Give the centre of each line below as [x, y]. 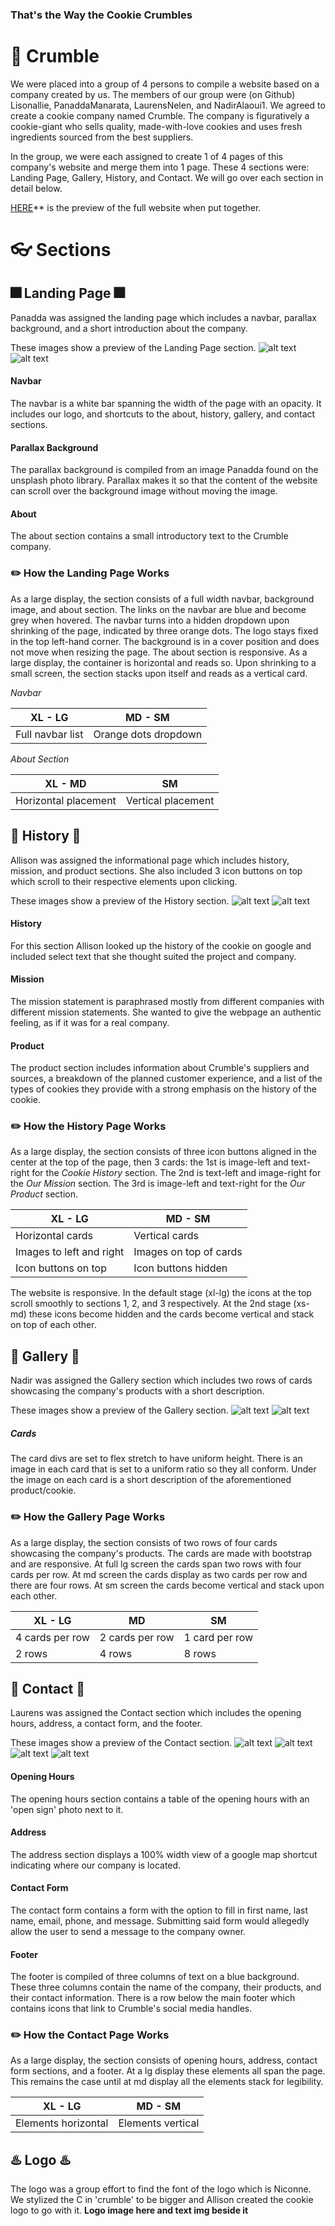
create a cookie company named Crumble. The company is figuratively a [160, 115]
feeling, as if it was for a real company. [90, 1022]
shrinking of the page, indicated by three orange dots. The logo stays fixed [164, 630]
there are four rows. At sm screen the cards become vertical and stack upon [167, 1585]
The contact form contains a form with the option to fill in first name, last [159, 1910]
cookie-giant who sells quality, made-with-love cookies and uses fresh [156, 126]
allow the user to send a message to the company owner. [128, 1931]
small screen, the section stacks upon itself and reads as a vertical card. [159, 673]
